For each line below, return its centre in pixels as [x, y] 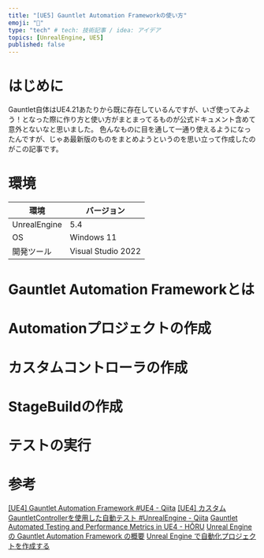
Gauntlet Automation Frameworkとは [131, 290]
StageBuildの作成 [66, 406]
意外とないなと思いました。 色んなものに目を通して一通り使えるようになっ [130, 129]
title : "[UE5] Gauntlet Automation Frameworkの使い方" [98, 15]
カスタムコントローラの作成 [98, 368]
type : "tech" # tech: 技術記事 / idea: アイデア [85, 30]
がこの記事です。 [35, 149]
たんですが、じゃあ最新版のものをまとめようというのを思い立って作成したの [132, 139]
